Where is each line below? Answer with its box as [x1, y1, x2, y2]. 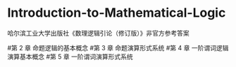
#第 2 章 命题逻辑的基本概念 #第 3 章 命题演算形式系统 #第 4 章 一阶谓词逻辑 [7, 43, 229, 52]
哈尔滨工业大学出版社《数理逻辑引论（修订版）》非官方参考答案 [7, 29, 190, 37]
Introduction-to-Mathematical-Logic [7, 5, 226, 21]
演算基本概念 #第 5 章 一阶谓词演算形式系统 [7, 52, 133, 61]
